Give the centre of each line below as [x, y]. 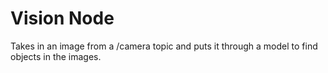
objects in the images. [56, 56]
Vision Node [62, 18]
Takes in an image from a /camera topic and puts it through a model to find [164, 46]
